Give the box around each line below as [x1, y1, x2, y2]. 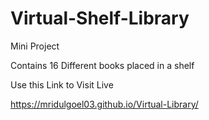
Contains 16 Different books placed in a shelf [10, 59, 195, 71]
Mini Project [10, 40, 60, 52]
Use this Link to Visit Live [10, 78, 114, 91]
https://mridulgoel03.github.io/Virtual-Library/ [10, 98, 199, 110]
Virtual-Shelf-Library [10, 7, 190, 30]
